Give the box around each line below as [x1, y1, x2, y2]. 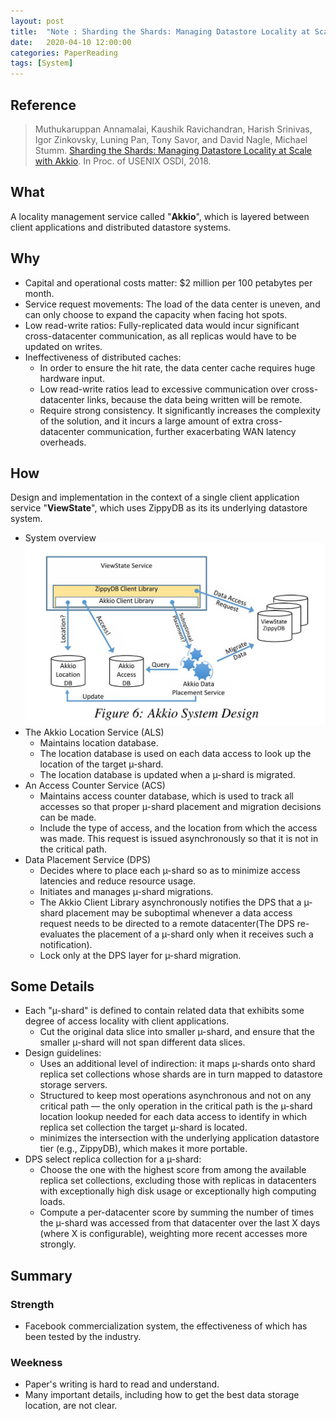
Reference [10, 96, 77, 114]
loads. [39, 1196, 66, 1208]
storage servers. [39, 1079, 108, 1091]
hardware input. [39, 372, 105, 384]
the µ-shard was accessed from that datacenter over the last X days [39, 1217, 321, 1229]
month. [24, 287, 55, 299]
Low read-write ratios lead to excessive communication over [39, 383, 290, 395]
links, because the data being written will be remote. [86, 393, 303, 405]
